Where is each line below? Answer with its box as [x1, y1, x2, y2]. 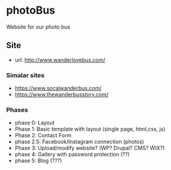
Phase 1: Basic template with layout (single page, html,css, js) [14, 125, 166, 133]
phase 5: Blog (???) [14, 157, 63, 164]
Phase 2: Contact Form [14, 132, 71, 139]
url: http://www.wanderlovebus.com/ [14, 56, 105, 63]
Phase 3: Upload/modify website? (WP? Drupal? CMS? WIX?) [14, 144, 165, 152]
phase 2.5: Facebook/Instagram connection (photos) [14, 138, 144, 146]
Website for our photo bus [6, 23, 70, 30]
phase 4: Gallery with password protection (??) [14, 151, 130, 158]
